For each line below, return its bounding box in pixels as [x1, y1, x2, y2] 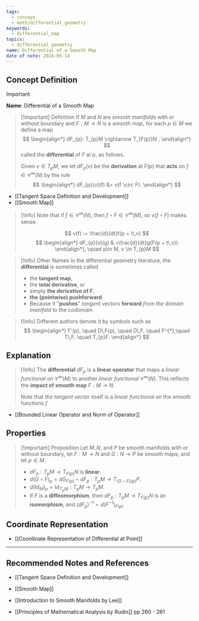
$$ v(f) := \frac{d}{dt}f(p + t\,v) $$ [65, 229, 149, 237]
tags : [6, 8, 20, 15]
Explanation [6, 350, 52, 360]
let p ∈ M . [20, 456, 46, 464]
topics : [6, 36, 25, 42]
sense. [20, 218, 37, 225]
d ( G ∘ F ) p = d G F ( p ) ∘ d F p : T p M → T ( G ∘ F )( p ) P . [29, 476, 142, 484]
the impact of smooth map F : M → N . [20, 382, 115, 389]
